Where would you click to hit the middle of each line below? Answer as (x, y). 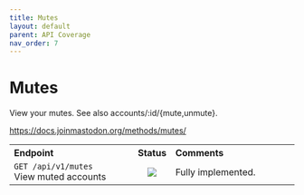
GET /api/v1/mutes (53, 167)
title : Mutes (34, 18)
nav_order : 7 (34, 43)
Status (152, 153)
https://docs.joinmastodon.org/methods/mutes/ (98, 131)
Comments (199, 153)
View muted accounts (60, 177)
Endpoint (34, 153)
